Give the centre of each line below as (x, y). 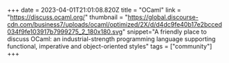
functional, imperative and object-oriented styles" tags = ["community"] (110, 46)
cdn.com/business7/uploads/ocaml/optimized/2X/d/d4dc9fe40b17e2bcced (115, 24)
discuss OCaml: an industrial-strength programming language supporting (111, 39)
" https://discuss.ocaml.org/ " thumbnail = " (67, 17)
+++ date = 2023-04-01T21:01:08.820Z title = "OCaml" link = (94, 10)
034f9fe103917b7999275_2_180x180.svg (65, 32)
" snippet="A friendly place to (165, 32)
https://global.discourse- (163, 17)
